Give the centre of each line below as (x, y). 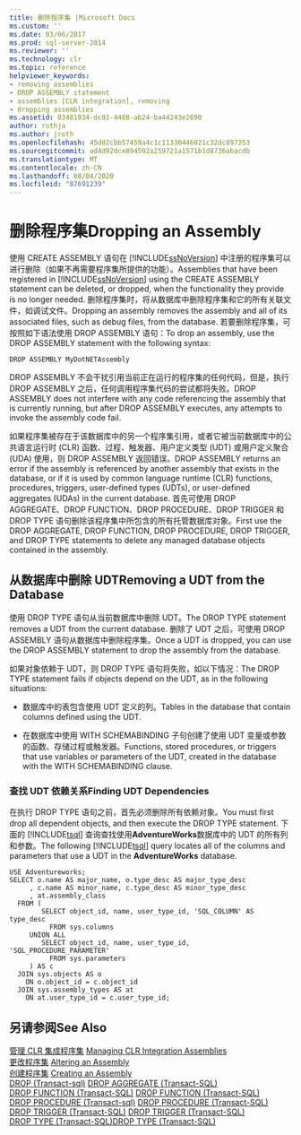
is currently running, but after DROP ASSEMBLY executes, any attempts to (146, 408)
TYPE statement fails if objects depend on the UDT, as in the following (139, 679)
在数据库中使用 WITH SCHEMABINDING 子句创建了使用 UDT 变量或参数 (154, 735)
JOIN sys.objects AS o (60, 975)
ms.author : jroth (42, 134)
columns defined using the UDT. (82, 716)
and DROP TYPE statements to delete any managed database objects (138, 541)
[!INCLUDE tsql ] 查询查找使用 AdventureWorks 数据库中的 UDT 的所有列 (157, 835)
